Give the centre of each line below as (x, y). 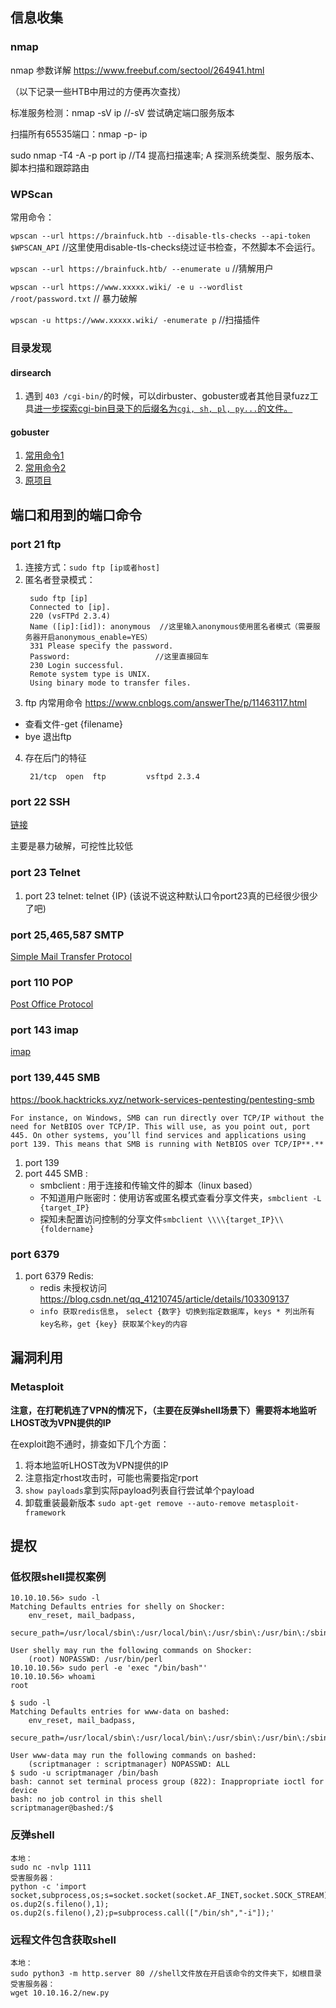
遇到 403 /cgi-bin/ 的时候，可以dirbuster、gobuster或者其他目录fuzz (167, 396)
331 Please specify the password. (101, 646)
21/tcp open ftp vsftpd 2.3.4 (115, 777)
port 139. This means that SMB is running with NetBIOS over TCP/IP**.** (167, 1144)
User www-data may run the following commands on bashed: (133, 1756)
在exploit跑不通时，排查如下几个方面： (90, 1444)
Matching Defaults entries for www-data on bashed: (120, 1712)
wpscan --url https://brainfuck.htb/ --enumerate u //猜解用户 (142, 268)
